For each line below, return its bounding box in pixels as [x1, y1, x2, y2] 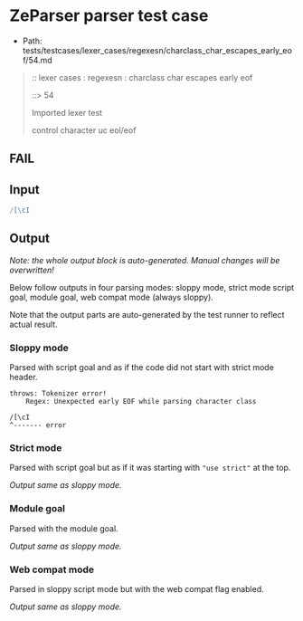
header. [9, 372, 38, 383]
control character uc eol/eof [31, 124, 137, 136]
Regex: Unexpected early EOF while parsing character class [25, 397, 257, 406]
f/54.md [22, 54, 52, 65]
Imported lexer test [31, 107, 102, 118]
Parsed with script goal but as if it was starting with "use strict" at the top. [9, 463, 291, 473]
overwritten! [9, 264, 54, 275]
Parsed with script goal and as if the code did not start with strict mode [9, 362, 274, 373]
